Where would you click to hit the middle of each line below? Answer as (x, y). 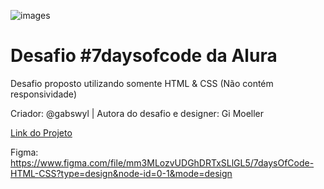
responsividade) (43, 94)
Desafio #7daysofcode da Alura (144, 56)
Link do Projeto (41, 132)
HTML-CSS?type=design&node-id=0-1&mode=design (121, 173)
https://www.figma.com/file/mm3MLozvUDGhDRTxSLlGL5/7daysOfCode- (162, 162)
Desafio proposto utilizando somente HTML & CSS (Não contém (142, 83)
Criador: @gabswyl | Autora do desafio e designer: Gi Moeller (137, 113)
